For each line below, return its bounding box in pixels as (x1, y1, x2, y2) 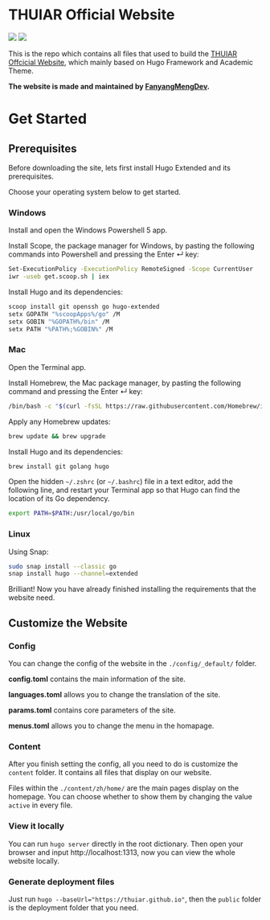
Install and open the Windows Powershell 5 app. (8, 225, 168, 235)
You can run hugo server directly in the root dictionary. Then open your (8, 839, 243, 848)
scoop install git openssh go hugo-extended (8, 302, 160, 310)
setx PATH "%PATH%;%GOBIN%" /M (8, 325, 113, 333)
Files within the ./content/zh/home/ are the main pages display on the (8, 783, 239, 793)
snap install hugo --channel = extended (8, 569, 138, 578)
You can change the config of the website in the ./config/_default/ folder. (8, 659, 257, 668)
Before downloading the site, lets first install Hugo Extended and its (8, 162, 231, 172)
